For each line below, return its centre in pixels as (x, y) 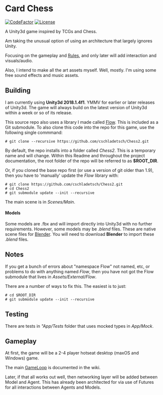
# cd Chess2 (17, 188)
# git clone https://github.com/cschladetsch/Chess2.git (64, 184)
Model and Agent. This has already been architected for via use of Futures (80, 382)
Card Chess (29, 9)
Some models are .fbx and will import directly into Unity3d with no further (79, 224)
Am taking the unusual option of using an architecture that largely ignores (79, 41)
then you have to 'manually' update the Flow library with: (62, 175)
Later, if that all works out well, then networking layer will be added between (81, 377)
